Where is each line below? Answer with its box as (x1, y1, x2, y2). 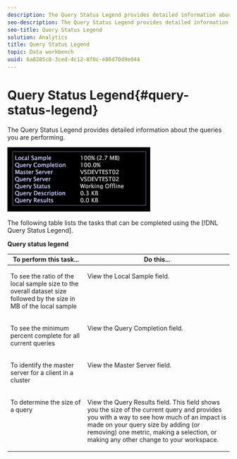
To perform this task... (13, 255, 80, 264)
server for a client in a (10, 369, 74, 377)
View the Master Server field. (87, 361, 171, 369)
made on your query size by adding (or (87, 420, 200, 429)
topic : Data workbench (7, 49, 74, 56)
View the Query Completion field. (87, 324, 183, 332)
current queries (10, 338, 55, 347)
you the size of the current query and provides (87, 405, 222, 414)
